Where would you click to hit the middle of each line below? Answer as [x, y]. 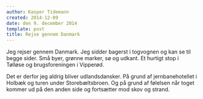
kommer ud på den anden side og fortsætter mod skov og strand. [88, 89]
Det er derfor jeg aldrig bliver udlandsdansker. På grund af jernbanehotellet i [102, 77]
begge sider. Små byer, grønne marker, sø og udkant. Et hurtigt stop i [93, 58]
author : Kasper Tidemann [38, 12]
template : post [26, 29]
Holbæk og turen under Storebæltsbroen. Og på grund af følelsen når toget [100, 83]
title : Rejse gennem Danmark [43, 35]
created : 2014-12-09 [33, 18]
